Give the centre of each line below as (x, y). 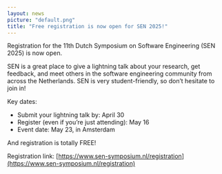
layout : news (26, 13)
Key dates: (22, 102)
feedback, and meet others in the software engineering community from (110, 74)
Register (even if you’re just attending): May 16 (83, 122)
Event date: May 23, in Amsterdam (66, 130)
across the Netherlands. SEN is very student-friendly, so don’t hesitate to (111, 81)
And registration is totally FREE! (52, 143)
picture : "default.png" (41, 20)
